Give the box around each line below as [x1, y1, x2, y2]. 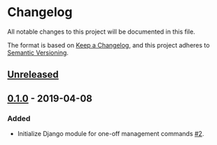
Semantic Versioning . [7, 48, 69, 57]
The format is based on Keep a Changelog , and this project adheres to [7, 41, 210, 49]
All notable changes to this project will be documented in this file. [7, 27, 196, 36]
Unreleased [7, 69, 59, 81]
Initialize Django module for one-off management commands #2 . [17, 130, 204, 138]
